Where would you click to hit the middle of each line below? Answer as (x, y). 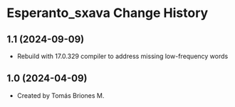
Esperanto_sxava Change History (108, 13)
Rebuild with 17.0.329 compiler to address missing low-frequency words (122, 56)
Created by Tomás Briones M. (61, 95)
